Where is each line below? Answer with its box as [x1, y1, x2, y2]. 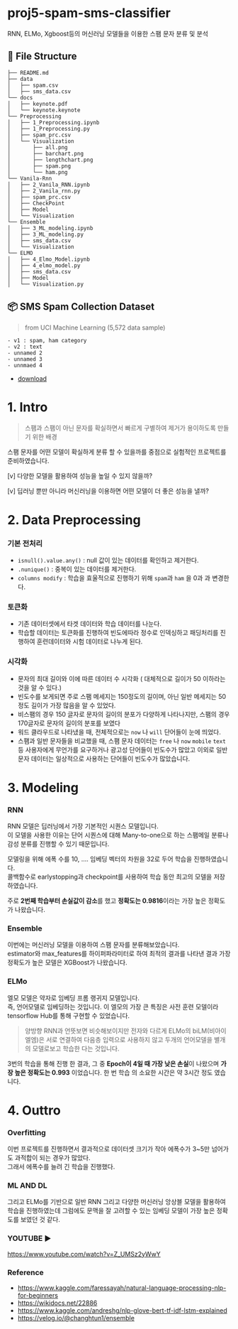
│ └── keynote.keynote [7, 107, 81, 114]
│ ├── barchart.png [7, 150, 84, 157]
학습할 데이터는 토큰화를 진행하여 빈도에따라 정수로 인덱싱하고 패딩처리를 [17, 629, 219, 637]
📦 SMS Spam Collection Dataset [7, 300, 154, 313]
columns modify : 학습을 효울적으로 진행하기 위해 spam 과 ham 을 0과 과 [17, 573, 211, 582]
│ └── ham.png [7, 168, 69, 175]
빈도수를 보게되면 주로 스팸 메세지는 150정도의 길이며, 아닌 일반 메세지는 [17, 692, 217, 700]
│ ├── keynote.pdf [7, 100, 69, 107]
